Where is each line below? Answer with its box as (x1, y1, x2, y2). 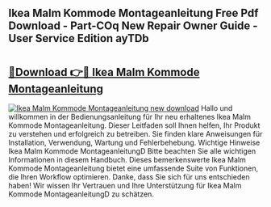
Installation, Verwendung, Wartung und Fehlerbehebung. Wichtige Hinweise (8, 137, 261, 147)
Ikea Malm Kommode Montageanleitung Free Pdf (8, 6, 259, 20)
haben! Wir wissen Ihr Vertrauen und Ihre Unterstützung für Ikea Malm (8, 181, 242, 190)
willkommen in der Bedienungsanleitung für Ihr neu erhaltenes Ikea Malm (8, 112, 252, 121)
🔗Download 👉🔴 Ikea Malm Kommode (8, 65, 200, 79)
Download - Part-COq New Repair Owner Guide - (8, 19, 258, 33)
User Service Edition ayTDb (8, 32, 149, 45)
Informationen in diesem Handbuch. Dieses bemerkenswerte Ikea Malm (8, 155, 246, 164)
